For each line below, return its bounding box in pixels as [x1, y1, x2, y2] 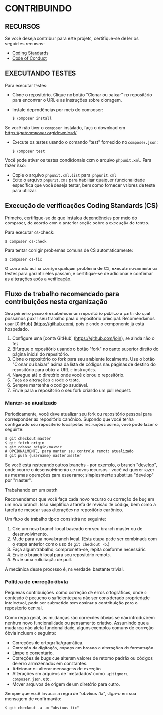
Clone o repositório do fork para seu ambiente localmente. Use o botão [12, 357, 155, 362]
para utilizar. [12, 187, 37, 193]
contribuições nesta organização [5, 298, 108, 306]
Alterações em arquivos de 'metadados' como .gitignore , [12, 671, 129, 677]
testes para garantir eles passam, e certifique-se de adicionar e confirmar [5, 270, 153, 276]
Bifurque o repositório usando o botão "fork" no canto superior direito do [12, 346, 159, 352]
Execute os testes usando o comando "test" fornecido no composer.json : [12, 139, 158, 145]
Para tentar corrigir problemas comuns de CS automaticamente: [5, 247, 133, 253]
